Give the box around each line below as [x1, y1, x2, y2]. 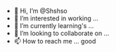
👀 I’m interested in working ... [13, 14, 98, 22]
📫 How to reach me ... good [13, 37, 96, 45]
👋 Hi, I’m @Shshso [13, 7, 68, 15]
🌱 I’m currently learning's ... [13, 22, 94, 30]
